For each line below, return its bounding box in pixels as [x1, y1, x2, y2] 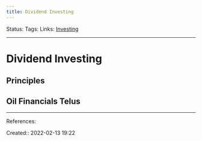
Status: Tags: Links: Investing [6, 25, 79, 32]
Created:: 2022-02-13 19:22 [6, 130, 76, 137]
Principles [6, 76, 45, 86]
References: [6, 118, 36, 125]
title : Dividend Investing [6, 8, 74, 15]
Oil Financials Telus [6, 96, 81, 106]
